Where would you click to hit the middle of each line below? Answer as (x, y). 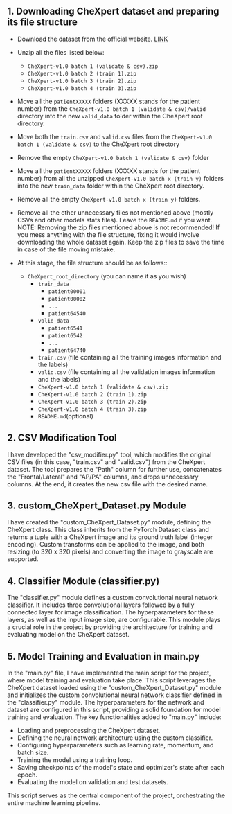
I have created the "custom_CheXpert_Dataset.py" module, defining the (109, 522)
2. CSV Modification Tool (62, 438)
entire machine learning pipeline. (54, 803)
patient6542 (65, 335)
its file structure (43, 23)
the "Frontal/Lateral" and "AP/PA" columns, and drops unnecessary (103, 477)
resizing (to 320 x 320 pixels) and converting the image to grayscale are (110, 552)
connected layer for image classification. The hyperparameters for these (111, 612)
